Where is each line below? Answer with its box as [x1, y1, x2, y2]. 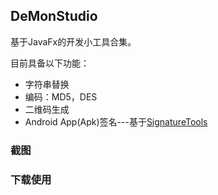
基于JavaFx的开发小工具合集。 [10, 35, 137, 48]
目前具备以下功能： [10, 57, 90, 69]
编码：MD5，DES [24, 90, 98, 103]
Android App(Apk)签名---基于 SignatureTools [24, 115, 208, 128]
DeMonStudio [10, 8, 98, 25]
